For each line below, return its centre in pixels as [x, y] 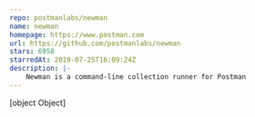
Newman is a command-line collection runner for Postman [136, 77]
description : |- [40, 69]
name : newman [34, 26]
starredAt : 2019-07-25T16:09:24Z [73, 60]
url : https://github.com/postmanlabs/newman [95, 43]
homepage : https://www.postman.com [77, 34]
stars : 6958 [32, 52]
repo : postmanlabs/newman [58, 18]
